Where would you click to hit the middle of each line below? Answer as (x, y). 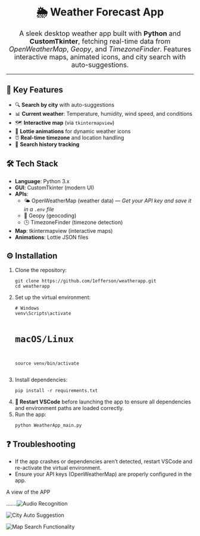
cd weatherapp (32, 287)
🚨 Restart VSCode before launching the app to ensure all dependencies (103, 402)
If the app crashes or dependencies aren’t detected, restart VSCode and (103, 461)
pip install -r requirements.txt (56, 390)
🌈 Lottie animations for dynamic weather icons (73, 131)
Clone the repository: (41, 270)
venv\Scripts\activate (43, 314)
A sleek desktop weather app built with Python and (100, 33)
